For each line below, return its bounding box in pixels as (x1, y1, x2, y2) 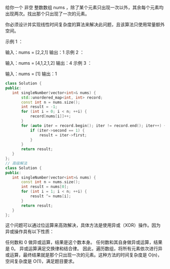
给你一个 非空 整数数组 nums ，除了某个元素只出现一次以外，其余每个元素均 (5, 5, 163, 10)
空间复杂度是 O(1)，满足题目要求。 (5, 258, 77, 264)
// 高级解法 (5, 161, 28, 166)
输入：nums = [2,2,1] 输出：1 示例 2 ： (5, 50, 84, 55)
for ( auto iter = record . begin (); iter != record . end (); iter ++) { (21, 123, 166, 128)
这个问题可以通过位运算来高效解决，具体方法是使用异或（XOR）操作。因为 (5, 222, 161, 229)
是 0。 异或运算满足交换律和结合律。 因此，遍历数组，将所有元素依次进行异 (5, 246, 163, 252)
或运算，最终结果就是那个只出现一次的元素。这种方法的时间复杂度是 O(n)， (5, 252, 162, 258)
